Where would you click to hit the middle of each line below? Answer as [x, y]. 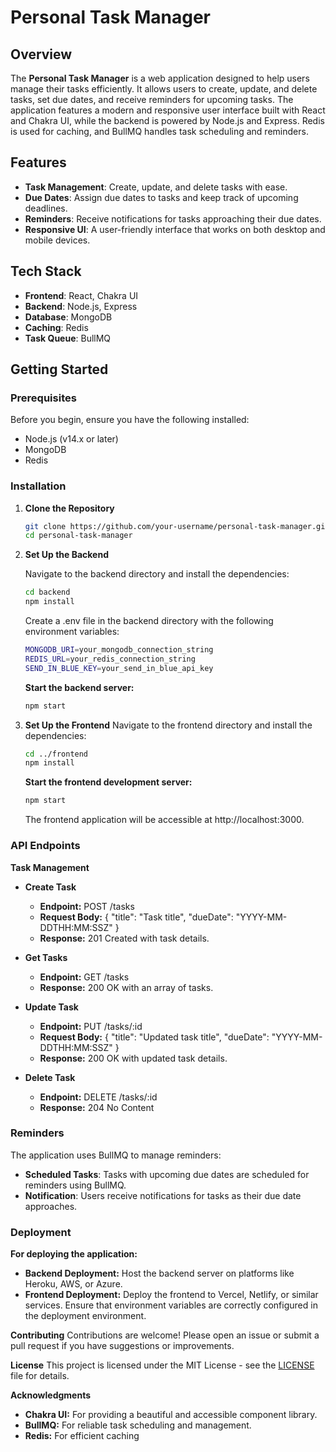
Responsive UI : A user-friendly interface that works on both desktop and [175, 229]
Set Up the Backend [66, 555]
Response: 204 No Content [97, 1107]
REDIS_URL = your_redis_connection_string [110, 659]
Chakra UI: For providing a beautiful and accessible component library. [171, 1415]
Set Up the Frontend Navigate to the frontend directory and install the [168, 725]
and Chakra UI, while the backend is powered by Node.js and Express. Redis [167, 120]
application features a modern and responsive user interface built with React [168, 110]
